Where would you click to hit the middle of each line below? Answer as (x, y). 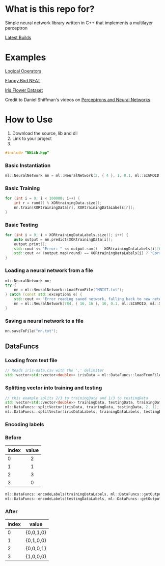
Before (13, 437)
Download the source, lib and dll (45, 133)
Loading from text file (31, 361)
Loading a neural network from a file (49, 270)
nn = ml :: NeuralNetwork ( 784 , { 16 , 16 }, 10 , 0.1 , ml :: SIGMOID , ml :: (87, 303)
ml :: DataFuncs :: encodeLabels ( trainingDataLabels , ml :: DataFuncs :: (74, 494)
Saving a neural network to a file (44, 321)
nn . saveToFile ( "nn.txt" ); (31, 331)
